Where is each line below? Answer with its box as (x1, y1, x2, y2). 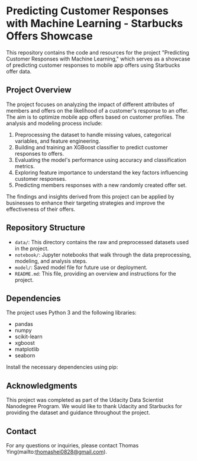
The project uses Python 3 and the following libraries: (6, 309, 137, 316)
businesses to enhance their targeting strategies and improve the (6, 199, 165, 206)
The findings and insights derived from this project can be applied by (6, 193, 175, 200)
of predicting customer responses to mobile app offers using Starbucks (6, 61, 180, 69)
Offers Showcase (6, 30, 93, 43)
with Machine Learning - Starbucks (6, 17, 183, 30)
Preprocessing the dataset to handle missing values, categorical (14, 131, 172, 138)
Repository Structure (6, 223, 86, 233)
